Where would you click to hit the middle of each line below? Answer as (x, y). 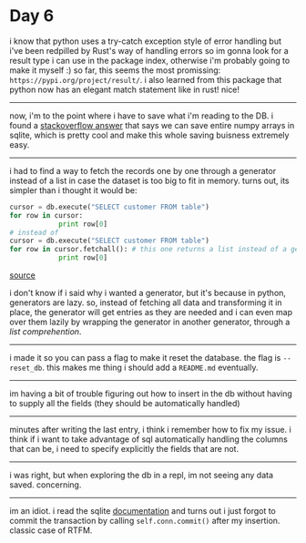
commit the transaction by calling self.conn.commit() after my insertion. (145, 521)
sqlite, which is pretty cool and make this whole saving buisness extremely (149, 135)
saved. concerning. (46, 485)
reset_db (26, 369)
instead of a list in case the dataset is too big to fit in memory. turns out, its (149, 180)
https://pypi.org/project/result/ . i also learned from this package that (146, 79)
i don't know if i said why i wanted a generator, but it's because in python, (148, 293)
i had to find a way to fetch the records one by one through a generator (143, 170)
